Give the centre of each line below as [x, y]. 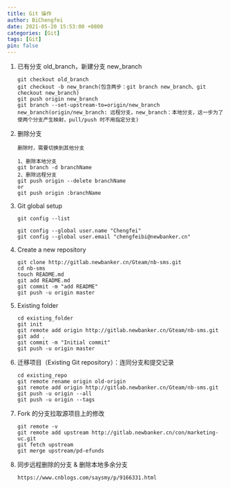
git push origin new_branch [57, 99]
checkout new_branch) [48, 93]
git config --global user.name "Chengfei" [79, 231]
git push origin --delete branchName [71, 181]
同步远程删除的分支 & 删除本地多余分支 [72, 464]
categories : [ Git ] [33, 33]
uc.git [27, 439]
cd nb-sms [31, 268]
